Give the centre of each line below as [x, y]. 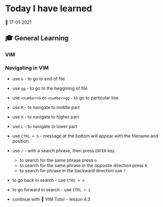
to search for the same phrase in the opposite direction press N [83, 165]
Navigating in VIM [27, 68]
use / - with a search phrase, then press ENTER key [63, 150]
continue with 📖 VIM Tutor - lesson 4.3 [51, 199]
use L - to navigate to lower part [45, 126]
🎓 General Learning [37, 38]
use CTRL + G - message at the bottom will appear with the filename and [85, 136]
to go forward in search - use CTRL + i [51, 189]
